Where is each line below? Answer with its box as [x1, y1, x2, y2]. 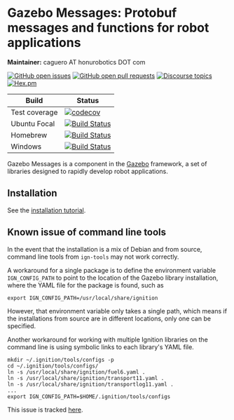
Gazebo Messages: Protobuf [7, 5, 177, 21]
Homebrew [11, 130, 48, 140]
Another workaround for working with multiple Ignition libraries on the [7, 335, 208, 344]
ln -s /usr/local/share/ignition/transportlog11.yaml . [7, 381, 174, 388]
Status [76, 95, 99, 105]
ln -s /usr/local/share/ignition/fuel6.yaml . [7, 368, 146, 376]
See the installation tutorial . [7, 205, 86, 215]
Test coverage [11, 107, 58, 117]
